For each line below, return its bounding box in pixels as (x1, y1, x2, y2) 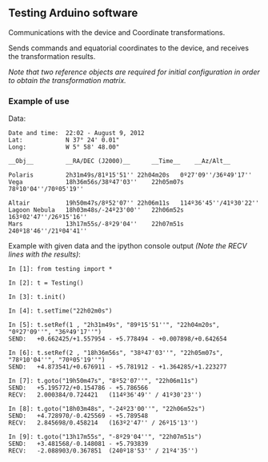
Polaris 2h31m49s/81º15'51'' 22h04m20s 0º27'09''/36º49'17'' (8, 171, 252, 179)
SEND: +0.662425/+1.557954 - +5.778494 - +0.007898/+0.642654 (8, 335, 227, 343)
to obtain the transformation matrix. (8, 75, 126, 85)
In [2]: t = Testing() (8, 279, 84, 287)
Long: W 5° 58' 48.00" (8, 143, 120, 151)
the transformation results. (8, 51, 96, 61)
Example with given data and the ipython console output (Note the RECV (8, 241, 247, 251)
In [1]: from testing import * (8, 265, 113, 273)
